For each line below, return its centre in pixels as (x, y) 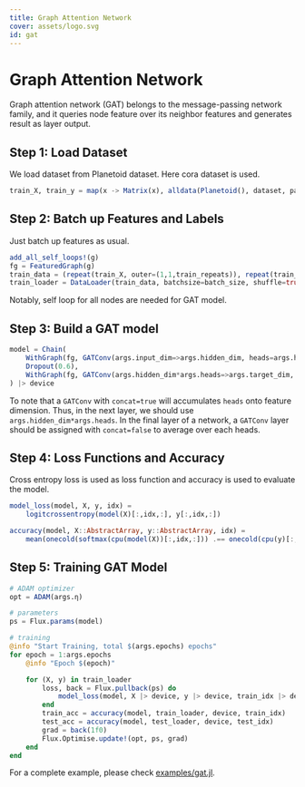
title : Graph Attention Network (70, 18)
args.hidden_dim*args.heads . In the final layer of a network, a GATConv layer (149, 420)
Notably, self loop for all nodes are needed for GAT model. (118, 300)
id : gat (24, 34)
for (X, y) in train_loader (79, 680)
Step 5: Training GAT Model (89, 568)
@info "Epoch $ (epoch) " (71, 663)
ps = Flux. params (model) (56, 622)
